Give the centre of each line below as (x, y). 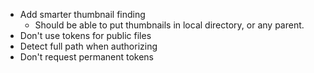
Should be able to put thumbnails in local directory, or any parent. (169, 25)
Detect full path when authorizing (88, 46)
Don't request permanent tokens (87, 57)
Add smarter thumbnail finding (82, 14)
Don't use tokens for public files (85, 35)
